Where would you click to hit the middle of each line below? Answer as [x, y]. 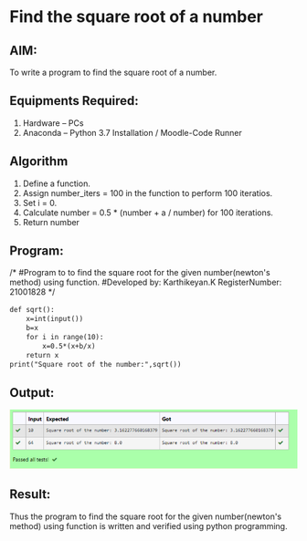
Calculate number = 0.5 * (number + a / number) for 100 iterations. [148, 213]
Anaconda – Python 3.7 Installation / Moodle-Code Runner [132, 132]
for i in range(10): [65, 338]
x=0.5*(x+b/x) [69, 347]
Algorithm [39, 161]
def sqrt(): [32, 310]
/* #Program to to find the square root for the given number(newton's [140, 273]
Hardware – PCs [53, 123]
